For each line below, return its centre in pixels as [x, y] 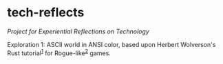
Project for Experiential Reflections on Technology [78, 31]
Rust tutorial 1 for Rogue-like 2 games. [59, 52]
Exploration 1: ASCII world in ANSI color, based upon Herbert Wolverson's [111, 44]
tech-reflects [46, 13]
